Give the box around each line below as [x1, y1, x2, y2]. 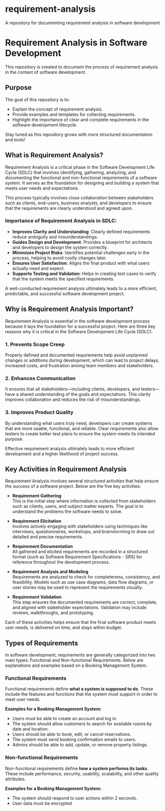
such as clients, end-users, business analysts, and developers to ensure [5, 200, 152, 206]
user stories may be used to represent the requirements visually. [12, 584, 143, 590]
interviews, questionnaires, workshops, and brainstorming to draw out [12, 529, 155, 535]
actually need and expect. [12, 265, 65, 271]
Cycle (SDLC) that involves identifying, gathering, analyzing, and [5, 169, 136, 175]
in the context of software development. [5, 69, 87, 75]
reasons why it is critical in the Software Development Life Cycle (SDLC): [5, 328, 153, 334]
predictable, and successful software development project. [5, 290, 125, 297]
